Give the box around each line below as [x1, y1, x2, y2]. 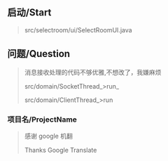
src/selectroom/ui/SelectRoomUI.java [24, 25, 132, 34]
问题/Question [7, 48, 71, 60]
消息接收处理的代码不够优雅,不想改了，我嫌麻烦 [24, 67, 162, 76]
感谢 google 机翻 [24, 131, 73, 140]
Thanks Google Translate [24, 146, 97, 154]
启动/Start [7, 6, 52, 19]
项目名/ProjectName [7, 115, 77, 124]
